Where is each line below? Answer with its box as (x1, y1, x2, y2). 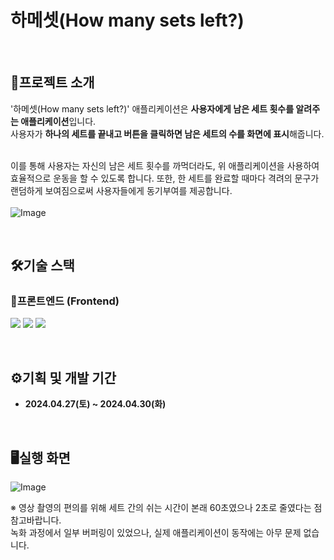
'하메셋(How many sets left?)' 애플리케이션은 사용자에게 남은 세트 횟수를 (10, 102, 295, 115)
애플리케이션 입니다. (20, 115, 97, 127)
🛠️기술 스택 (10, 257, 75, 275)
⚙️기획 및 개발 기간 (10, 369, 117, 386)
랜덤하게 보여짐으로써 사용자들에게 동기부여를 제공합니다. (10, 184, 233, 196)
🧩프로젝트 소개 (10, 74, 95, 91)
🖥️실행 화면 (10, 449, 71, 466)
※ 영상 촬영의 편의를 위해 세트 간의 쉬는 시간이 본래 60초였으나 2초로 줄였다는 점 (10, 502, 323, 514)
